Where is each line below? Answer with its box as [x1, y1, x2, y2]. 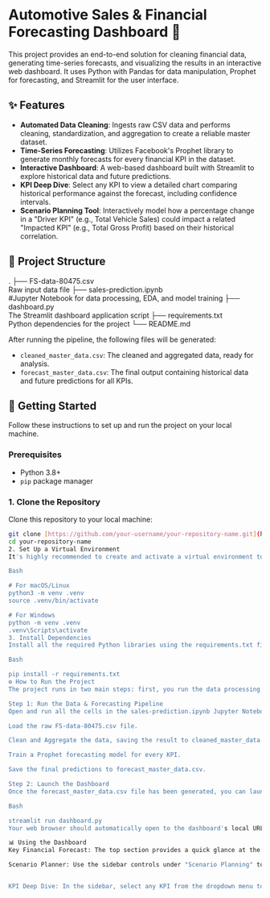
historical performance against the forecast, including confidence [19, 188, 237, 198]
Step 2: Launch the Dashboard [8, 780, 110, 788]
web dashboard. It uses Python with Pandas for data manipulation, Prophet [8, 66, 256, 76]
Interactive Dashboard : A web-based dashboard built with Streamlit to [19, 163, 255, 173]
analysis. [19, 359, 50, 368]
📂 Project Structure [8, 255, 106, 268]
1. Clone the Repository [8, 496, 100, 507]
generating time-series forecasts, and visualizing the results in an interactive [8, 58, 262, 68]
